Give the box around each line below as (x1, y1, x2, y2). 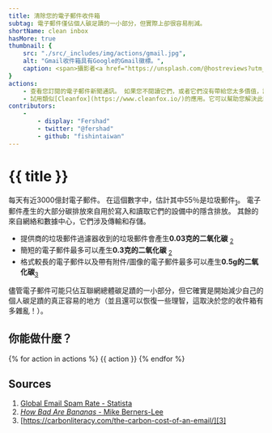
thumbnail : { (8, 42, 53, 50)
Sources (8, 377, 52, 391)
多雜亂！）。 (8, 305, 48, 316)
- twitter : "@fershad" (37, 125, 114, 133)
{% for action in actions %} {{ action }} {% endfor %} (8, 354, 185, 363)
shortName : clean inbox (8, 27, 89, 35)
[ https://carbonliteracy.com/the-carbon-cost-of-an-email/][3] (19, 416, 227, 426)
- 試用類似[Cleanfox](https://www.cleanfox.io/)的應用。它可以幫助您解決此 (23, 95, 263, 103)
